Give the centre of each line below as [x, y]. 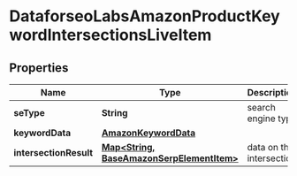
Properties [39, 68]
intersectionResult [53, 153]
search [261, 107]
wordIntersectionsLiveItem [110, 35]
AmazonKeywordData [148, 133]
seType [30, 113]
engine [261, 119]
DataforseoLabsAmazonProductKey [145, 16]
